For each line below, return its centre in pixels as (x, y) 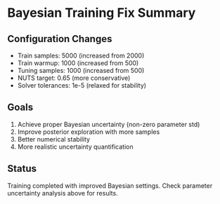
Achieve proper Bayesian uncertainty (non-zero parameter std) (109, 124)
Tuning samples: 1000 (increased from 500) (81, 70)
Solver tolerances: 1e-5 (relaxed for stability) (82, 85)
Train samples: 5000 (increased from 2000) (81, 55)
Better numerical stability (53, 139)
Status (22, 169)
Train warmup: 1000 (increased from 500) (78, 63)
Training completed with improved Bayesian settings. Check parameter (110, 185)
